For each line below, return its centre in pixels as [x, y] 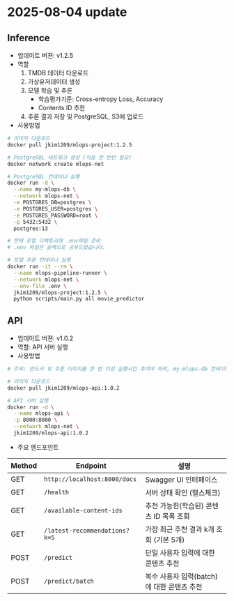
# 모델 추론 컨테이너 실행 [39, 260]
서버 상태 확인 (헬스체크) [183, 492]
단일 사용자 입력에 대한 [180, 553]
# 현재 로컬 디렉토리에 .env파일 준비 [54, 241]
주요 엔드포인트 [38, 447]
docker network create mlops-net [56, 164]
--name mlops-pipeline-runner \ [61, 273]
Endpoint [91, 466]
